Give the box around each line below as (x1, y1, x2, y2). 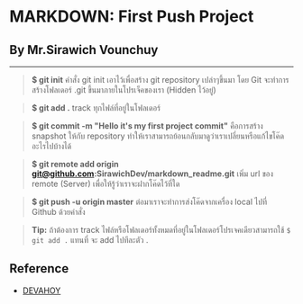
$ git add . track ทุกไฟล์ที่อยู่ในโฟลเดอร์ (31, 103, 161, 113)
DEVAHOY (22, 285, 61, 296)
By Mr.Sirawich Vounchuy (9, 42, 159, 58)
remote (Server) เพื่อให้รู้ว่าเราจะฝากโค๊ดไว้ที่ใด (31, 178, 180, 189)
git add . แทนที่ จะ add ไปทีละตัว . (31, 235, 149, 245)
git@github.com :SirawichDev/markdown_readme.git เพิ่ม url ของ (31, 168, 273, 179)
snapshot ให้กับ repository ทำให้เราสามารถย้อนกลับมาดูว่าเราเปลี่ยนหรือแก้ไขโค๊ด (31, 130, 285, 141)
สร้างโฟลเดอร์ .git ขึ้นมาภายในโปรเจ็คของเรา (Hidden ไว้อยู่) (31, 85, 216, 95)
